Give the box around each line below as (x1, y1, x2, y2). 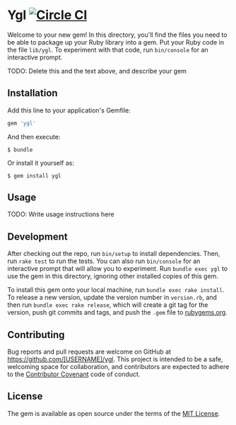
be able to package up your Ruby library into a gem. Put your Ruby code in (7, 37, 225, 46)
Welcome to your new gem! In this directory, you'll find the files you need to (7, 30, 228, 39)
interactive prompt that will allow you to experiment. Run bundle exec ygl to (7, 264, 228, 273)
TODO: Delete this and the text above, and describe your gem (7, 66, 187, 75)
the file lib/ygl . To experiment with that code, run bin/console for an (7, 45, 208, 54)
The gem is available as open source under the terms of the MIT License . (7, 409, 220, 417)
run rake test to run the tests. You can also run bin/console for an (7, 257, 201, 265)
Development (7, 231, 69, 243)
